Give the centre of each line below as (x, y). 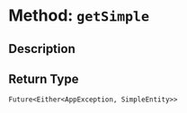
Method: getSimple (79, 16)
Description (42, 49)
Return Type (44, 78)
